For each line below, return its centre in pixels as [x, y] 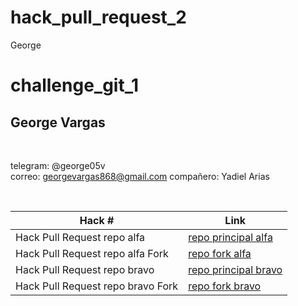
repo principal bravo [235, 269]
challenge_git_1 [75, 85]
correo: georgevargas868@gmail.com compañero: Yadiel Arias [140, 176]
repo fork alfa [220, 253]
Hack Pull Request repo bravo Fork [97, 286]
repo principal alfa [230, 237]
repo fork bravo [225, 286]
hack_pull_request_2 [98, 17]
